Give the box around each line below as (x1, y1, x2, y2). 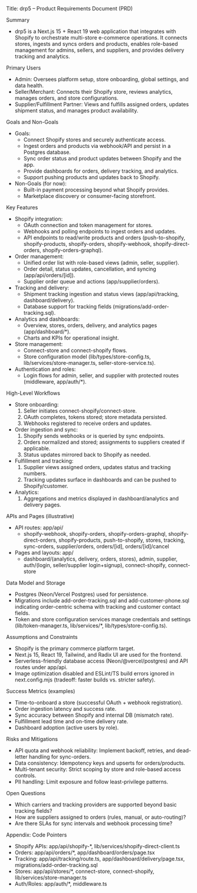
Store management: (14, 341, 63, 347)
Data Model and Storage (6, 579, 65, 586)
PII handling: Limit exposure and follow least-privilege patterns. (14, 778, 169, 785)
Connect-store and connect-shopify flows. (23, 347, 128, 354)
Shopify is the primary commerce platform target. (14, 645, 135, 652)
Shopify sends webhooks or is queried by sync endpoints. (23, 433, 165, 439)
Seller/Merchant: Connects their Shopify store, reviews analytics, (14, 88, 173, 95)
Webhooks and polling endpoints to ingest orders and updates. (23, 228, 177, 235)
